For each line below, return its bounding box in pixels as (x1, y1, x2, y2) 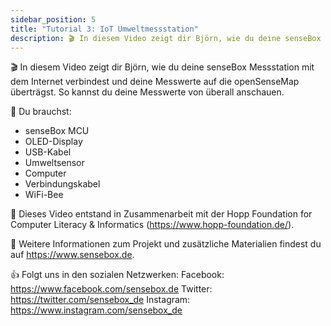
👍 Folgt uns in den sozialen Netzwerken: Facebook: (10, 269, 225, 281)
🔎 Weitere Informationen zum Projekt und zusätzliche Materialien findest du (10, 238, 322, 250)
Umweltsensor (24, 157, 85, 169)
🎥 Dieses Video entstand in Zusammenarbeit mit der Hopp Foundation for (10, 208, 313, 220)
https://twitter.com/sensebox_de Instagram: (10, 294, 191, 306)
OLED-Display (24, 136, 83, 148)
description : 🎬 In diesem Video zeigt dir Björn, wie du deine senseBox (10, 33, 322, 43)
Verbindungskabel (24, 178, 101, 190)
